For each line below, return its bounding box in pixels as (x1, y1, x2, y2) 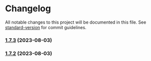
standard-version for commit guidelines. (5, 24, 87, 30)
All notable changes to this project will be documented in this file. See (5, 19, 147, 25)
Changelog (5, 3, 51, 14)
